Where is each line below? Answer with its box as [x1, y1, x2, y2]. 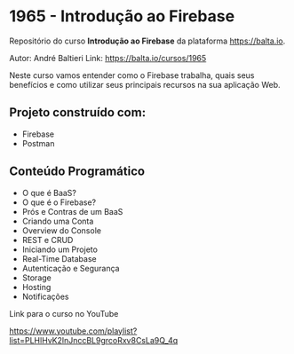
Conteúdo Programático [9, 164, 145, 179]
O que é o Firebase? [21, 197, 96, 208]
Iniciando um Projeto [21, 244, 98, 255]
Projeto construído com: [9, 105, 147, 121]
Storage [21, 272, 52, 283]
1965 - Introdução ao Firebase [9, 6, 235, 27]
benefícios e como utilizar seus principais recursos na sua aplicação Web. [9, 79, 282, 90]
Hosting [21, 281, 52, 292]
